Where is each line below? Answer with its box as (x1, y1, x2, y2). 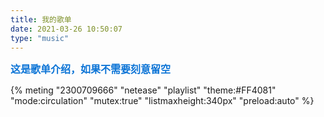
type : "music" (10, 33, 70, 43)
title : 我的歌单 (10, 14, 72, 25)
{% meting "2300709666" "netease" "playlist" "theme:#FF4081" (10, 84, 277, 96)
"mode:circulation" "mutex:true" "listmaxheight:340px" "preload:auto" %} (10, 95, 315, 107)
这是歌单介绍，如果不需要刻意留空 (10, 64, 172, 76)
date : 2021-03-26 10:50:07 (10, 24, 123, 34)
